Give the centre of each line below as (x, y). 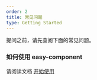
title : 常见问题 (24, 17)
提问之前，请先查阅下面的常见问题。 (50, 40)
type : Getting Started (34, 23)
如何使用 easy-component (44, 57)
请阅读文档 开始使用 (30, 71)
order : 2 (17, 12)
